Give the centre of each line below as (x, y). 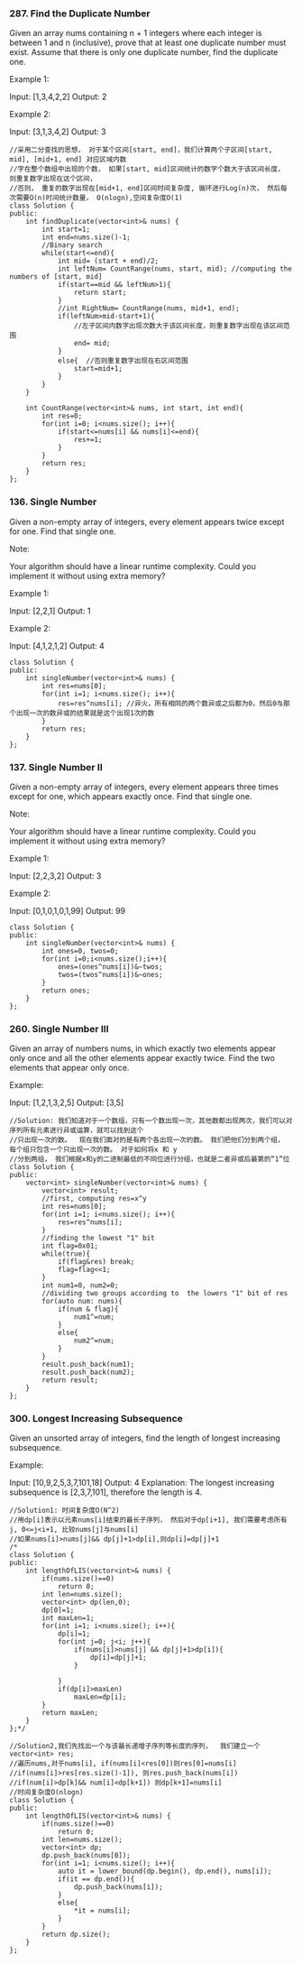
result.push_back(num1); (88, 1365)
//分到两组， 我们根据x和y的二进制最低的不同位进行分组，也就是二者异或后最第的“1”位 (150, 1159)
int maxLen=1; (68, 1618)
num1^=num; (94, 1317)
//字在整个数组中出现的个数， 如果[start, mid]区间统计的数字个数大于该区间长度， (147, 170)
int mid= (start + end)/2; (108, 261)
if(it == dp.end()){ (96, 1879)
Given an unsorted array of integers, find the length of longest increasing (145, 1438)
